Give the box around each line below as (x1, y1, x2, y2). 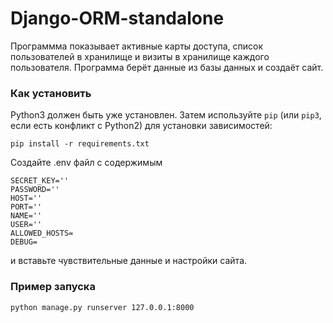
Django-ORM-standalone (10, 7, 225, 30)
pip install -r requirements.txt (10, 139, 150, 149)
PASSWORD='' (10, 185, 60, 195)
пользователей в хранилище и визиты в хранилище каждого (10, 50, 270, 62)
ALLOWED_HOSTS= (10, 228, 74, 239)
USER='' (10, 220, 43, 230)
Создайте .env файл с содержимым (10, 157, 163, 169)
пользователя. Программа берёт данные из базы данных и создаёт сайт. (10, 61, 324, 73)
